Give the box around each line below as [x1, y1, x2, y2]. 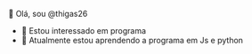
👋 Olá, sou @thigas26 [8, 9, 88, 19]
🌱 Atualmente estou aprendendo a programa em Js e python [20, 35, 244, 45]
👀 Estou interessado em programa [20, 26, 147, 35]
